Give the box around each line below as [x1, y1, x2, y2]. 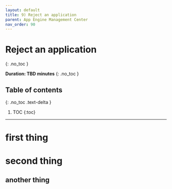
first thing [5, 132, 49, 143]
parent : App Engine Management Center [5, 17, 88, 22]
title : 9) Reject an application [5, 12, 77, 17]
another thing [5, 175, 50, 184]
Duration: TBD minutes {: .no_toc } [5, 71, 79, 77]
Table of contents [5, 86, 62, 94]
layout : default [5, 7, 40, 13]
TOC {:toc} [12, 109, 36, 115]
